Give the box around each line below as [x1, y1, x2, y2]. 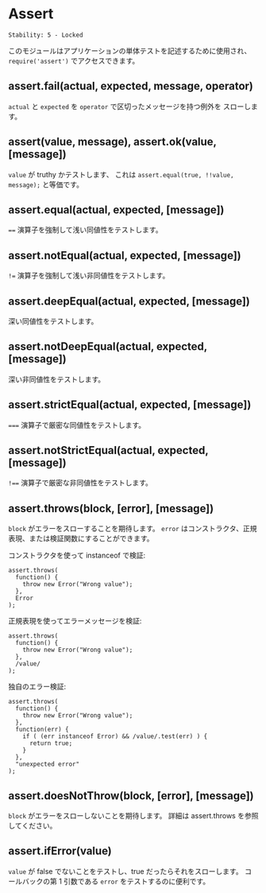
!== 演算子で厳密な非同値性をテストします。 [8, 478, 153, 487]
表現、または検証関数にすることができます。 [8, 534, 154, 543]
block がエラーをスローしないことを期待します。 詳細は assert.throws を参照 [8, 811, 259, 821]
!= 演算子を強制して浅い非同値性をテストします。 [8, 271, 170, 281]
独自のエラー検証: [8, 681, 67, 692]
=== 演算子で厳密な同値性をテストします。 [8, 420, 146, 429]
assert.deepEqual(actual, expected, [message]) [8, 294, 250, 308]
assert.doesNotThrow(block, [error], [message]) [8, 789, 254, 802]
